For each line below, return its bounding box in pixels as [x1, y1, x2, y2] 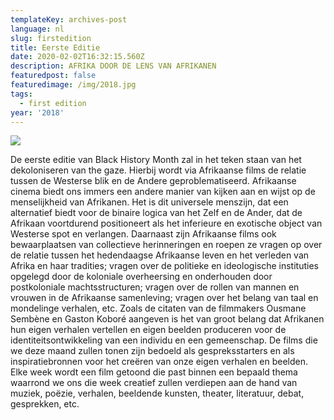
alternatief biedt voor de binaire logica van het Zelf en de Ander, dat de [10, 207, 303, 219]
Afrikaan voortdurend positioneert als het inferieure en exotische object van [10, 217, 323, 230]
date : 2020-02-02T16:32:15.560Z [10, 52, 145, 62]
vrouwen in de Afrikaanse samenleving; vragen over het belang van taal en [10, 292, 319, 304]
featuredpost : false [10, 71, 97, 81]
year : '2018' [10, 107, 65, 118]
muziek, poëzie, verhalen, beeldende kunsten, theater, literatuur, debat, [10, 387, 305, 400]
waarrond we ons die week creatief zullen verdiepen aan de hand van [10, 377, 298, 389]
